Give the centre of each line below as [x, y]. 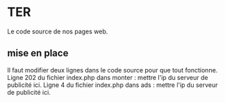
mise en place [38, 53]
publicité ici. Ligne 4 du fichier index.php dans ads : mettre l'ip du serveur [112, 85]
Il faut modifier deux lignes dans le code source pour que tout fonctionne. [112, 70]
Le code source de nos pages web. [58, 31]
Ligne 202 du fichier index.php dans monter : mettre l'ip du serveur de [108, 77]
